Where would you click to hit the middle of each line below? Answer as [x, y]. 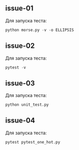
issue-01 [19, 8]
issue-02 [20, 46]
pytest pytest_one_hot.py [33, 142]
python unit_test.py [27, 105]
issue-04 [20, 121]
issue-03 [20, 83]
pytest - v [16, 67]
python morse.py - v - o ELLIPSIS [39, 30]
